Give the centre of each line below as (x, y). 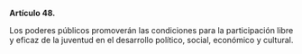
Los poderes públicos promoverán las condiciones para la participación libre (151, 30)
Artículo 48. (32, 13)
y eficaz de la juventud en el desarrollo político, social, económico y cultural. (151, 40)
